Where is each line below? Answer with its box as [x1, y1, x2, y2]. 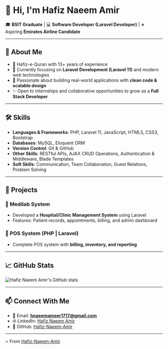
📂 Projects [5, 186, 38, 194]
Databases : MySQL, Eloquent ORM [12, 140, 85, 146]
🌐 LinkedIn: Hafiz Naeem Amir [12, 318, 75, 324]
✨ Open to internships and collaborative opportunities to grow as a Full [12, 88, 159, 94]
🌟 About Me [5, 48, 42, 57]
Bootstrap [12, 134, 33, 140]
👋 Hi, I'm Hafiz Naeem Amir [5, 5, 120, 16]
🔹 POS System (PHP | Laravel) [5, 230, 79, 237]
